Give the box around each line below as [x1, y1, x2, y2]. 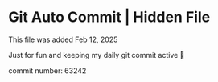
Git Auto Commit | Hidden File [8, 8, 211, 27]
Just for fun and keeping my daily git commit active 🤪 [8, 50, 185, 59]
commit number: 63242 [8, 65, 87, 76]
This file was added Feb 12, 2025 [8, 35, 118, 44]
